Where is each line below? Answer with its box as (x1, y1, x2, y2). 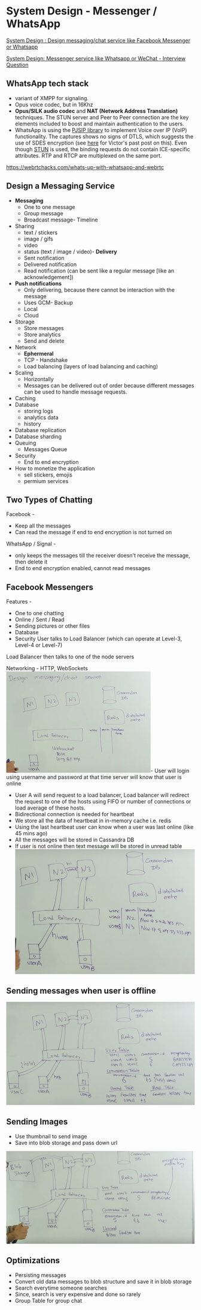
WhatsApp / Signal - (6, 540, 56, 547)
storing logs (23, 407, 54, 415)
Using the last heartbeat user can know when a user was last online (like (14, 823, 194, 831)
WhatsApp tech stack (6, 79, 89, 89)
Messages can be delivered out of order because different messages (23, 382, 194, 389)
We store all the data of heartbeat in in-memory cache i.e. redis (14, 817, 172, 825)
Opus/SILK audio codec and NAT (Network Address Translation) (14, 107, 178, 115)
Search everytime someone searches (14, 1284, 108, 1291)
